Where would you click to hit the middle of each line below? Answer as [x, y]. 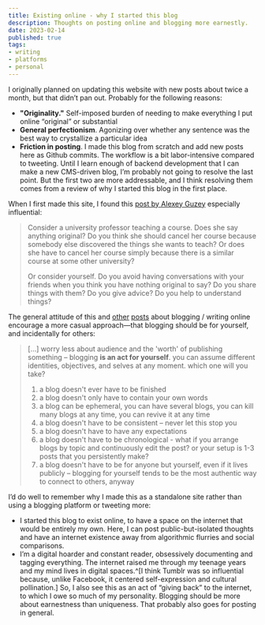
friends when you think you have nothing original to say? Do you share [142, 284]
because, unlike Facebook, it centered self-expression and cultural [128, 579]
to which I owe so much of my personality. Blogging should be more [130, 596]
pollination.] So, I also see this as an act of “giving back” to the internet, [136, 587]
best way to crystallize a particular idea [83, 138]
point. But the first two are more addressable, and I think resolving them [136, 180]
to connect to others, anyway [87, 481]
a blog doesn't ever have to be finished [103, 389]
